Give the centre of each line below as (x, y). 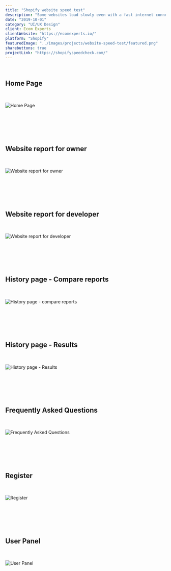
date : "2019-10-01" (26, 19)
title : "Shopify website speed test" (45, 10)
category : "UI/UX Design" (33, 24)
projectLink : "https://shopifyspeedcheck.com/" (57, 53)
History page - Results (41, 345)
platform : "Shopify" (27, 39)
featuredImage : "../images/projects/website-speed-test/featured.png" (82, 43)
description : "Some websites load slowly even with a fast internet (79, 15)
